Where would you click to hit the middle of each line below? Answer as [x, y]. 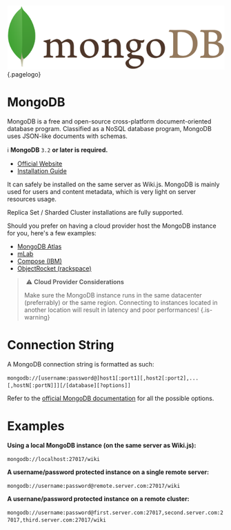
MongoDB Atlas [39, 246]
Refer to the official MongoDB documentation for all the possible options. [111, 398]
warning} [37, 317]
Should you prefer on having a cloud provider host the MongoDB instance [112, 226]
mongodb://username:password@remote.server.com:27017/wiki [94, 486]
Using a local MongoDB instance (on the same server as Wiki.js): [102, 445]
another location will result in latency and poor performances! [111, 310]
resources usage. [32, 199]
